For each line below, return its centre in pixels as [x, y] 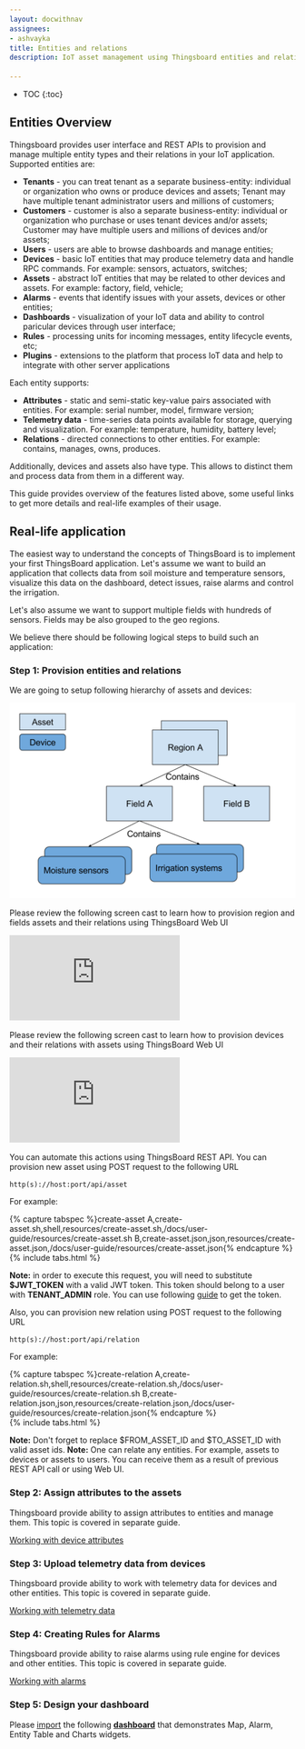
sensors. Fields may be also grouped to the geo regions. [115, 619]
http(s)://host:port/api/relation [75, 1340]
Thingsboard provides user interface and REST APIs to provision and [138, 145]
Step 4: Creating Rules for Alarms [85, 1634]
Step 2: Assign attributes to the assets [96, 1493]
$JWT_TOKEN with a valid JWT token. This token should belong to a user [147, 1285]
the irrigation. [34, 592]
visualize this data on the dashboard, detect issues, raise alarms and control [152, 583]
